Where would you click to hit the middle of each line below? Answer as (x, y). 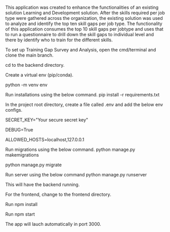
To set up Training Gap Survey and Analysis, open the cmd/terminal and (81, 50)
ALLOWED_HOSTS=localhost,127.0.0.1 (45, 139)
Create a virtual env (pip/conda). (39, 75)
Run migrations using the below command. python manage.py (70, 149)
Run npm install (21, 204)
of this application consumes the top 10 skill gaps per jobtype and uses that (84, 29)
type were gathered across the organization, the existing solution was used (84, 18)
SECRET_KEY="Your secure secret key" (47, 120)
